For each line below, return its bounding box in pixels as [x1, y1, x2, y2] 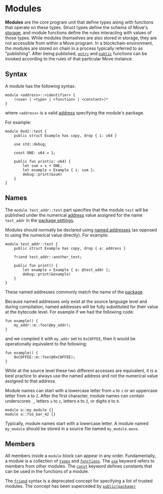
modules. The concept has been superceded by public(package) [5, 483, 136, 489]
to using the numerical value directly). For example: [5, 232, 109, 238]
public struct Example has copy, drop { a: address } [14, 246, 126, 251]
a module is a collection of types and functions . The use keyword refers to [5, 458, 155, 464]
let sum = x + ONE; [23, 163, 63, 168]
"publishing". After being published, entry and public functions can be [5, 50, 147, 57]
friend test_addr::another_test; [14, 254, 82, 260]
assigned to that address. [5, 378, 56, 384]
